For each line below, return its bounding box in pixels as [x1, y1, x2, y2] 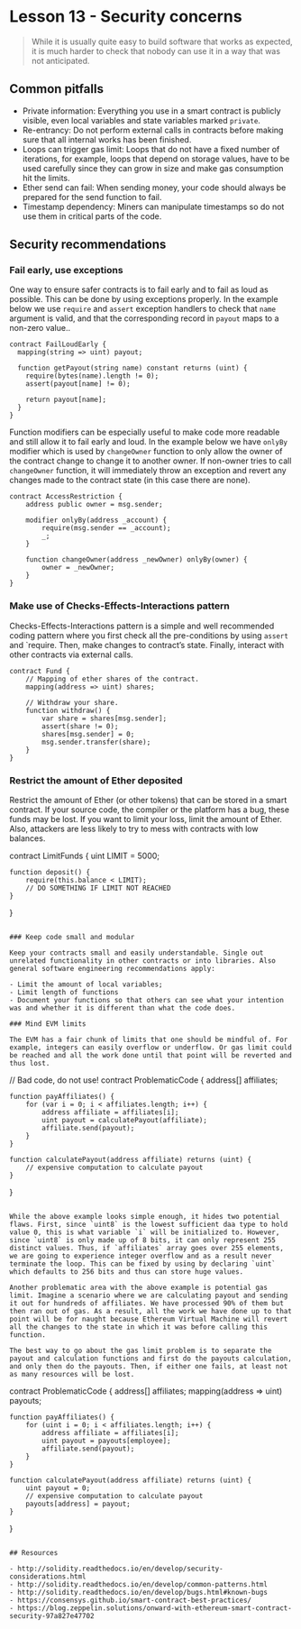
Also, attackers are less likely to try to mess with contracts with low [9, 823, 259, 835]
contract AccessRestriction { [9, 492, 123, 501]
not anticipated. [31, 55, 90, 66]
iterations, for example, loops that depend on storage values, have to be [22, 153, 290, 164]
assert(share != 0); [41, 721, 119, 731]
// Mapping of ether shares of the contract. [25, 674, 200, 683]
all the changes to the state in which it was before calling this [9, 1322, 269, 1332]
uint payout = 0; [25, 1484, 91, 1493]
